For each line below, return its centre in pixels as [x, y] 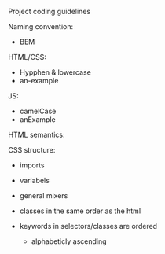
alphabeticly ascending [69, 241]
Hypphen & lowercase [55, 72]
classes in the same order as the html [80, 211]
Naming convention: [41, 26]
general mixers [44, 195]
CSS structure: [32, 150]
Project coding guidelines [49, 11]
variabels [34, 180]
